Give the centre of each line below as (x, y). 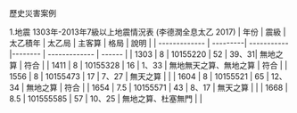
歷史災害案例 (33, 13)
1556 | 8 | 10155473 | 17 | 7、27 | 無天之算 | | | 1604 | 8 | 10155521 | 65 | (139, 77)
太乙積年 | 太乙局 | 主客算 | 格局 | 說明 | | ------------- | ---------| (128, 43)
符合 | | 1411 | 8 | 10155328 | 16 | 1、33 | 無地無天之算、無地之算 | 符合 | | (156, 65)
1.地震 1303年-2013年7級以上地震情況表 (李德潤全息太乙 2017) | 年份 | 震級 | (148, 32)
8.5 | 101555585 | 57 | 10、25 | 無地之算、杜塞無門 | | (106, 99)
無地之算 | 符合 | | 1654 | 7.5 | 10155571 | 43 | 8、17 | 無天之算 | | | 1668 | (157, 88)
